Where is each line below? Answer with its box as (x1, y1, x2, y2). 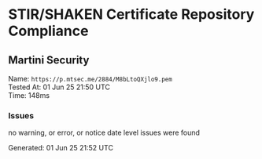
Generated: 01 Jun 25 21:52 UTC (8, 143, 114, 153)
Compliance (8, 22, 89, 40)
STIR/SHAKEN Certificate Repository (8, 5, 255, 23)
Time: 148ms (8, 91, 50, 99)
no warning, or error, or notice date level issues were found (8, 128, 201, 138)
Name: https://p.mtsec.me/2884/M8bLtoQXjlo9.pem (8, 74, 173, 83)
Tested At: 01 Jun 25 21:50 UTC (8, 82, 110, 92)
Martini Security (8, 53, 90, 67)
